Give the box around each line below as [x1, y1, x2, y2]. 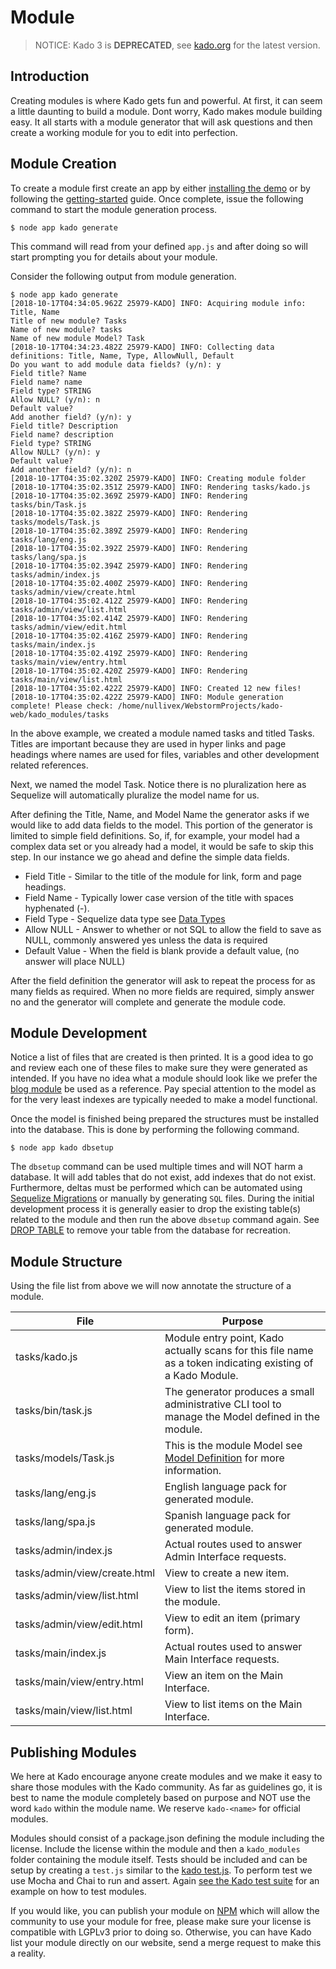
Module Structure [10, 1253, 123, 1270]
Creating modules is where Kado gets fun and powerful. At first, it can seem [10, 94, 323, 106]
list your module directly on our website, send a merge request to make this [10, 1937, 322, 1948]
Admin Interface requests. [164, 1550, 287, 1564]
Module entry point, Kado [164, 1331, 285, 1345]
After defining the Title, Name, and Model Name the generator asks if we [10, 808, 310, 820]
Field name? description [10, 429, 114, 440]
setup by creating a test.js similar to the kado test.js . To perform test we [10, 1864, 313, 1876]
